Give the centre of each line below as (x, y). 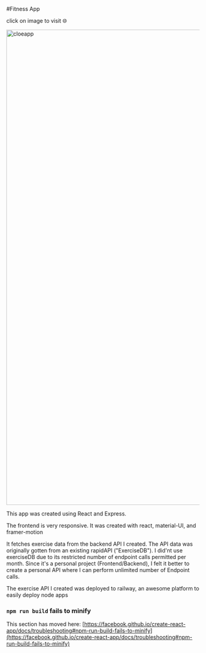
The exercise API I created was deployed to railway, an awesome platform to (103, 588)
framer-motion (25, 532)
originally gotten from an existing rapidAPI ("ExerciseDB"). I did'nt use (94, 551)
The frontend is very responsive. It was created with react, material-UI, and (101, 525)
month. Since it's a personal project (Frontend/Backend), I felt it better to (98, 563)
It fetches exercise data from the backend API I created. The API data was (100, 544)
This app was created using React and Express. (67, 514)
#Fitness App (23, 9)
